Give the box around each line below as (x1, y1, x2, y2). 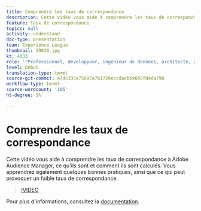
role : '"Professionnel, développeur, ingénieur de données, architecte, (6, 59, 191, 65)
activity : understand (6, 31, 60, 37)
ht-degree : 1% (6, 92, 42, 98)
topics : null (6, 25, 39, 32)
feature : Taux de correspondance (6, 20, 90, 26)
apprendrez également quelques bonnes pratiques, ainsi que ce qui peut (6, 168, 185, 175)
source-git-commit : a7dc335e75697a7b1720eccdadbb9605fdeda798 (6, 75, 165, 81)
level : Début (6, 64, 39, 71)
